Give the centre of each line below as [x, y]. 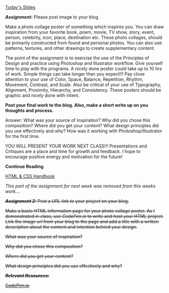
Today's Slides [20, 7]
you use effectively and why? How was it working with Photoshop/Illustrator [84, 131]
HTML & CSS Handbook [30, 176]
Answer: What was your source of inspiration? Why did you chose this [78, 120]
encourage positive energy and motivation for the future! [64, 157]
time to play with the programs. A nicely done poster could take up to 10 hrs [84, 68]
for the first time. [23, 136]
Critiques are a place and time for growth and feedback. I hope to [73, 151]
